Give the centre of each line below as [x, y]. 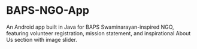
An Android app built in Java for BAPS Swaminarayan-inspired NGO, [90, 27]
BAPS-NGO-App [48, 10]
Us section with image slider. [42, 39]
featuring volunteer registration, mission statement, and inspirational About [99, 33]
